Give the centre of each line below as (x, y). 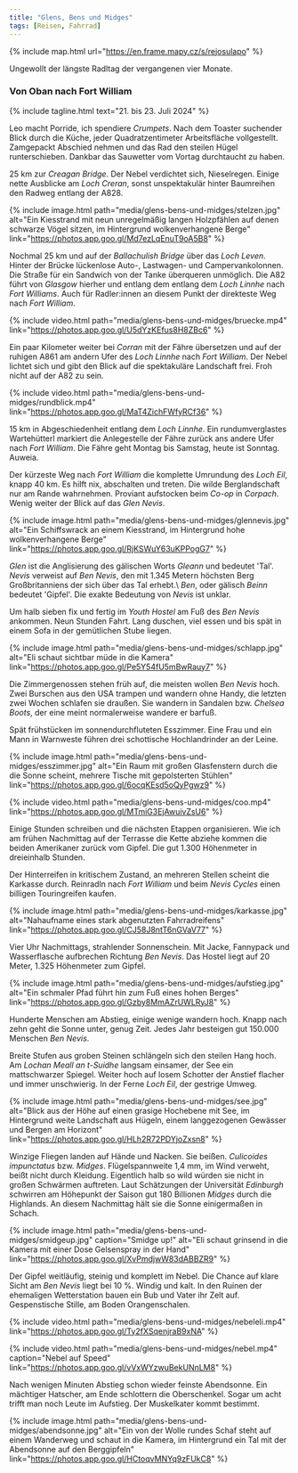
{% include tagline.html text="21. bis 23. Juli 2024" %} (109, 110)
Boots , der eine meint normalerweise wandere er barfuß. (113, 712)
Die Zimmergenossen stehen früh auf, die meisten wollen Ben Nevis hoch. (145, 683)
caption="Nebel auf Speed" (60, 1358)
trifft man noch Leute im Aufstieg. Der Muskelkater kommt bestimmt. (134, 1403)
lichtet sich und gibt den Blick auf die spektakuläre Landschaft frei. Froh (141, 365)
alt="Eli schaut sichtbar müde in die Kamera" (91, 657)
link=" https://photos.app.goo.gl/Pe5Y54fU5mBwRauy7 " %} (118, 667)
